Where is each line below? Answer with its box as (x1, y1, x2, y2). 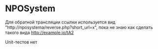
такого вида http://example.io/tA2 (5, 29, 74, 35)
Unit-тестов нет (5, 39, 38, 45)
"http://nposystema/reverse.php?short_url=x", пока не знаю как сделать (5, 24, 153, 30)
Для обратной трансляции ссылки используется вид (5, 19, 116, 25)
